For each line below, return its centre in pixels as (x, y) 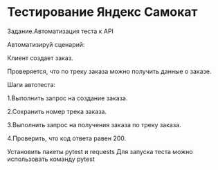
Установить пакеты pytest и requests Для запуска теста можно (100, 151)
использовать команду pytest (51, 159)
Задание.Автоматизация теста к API (61, 31)
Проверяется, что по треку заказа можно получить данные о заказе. (110, 71)
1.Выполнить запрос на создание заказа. (67, 98)
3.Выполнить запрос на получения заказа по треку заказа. (94, 124)
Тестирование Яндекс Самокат (102, 12)
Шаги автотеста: (31, 84)
